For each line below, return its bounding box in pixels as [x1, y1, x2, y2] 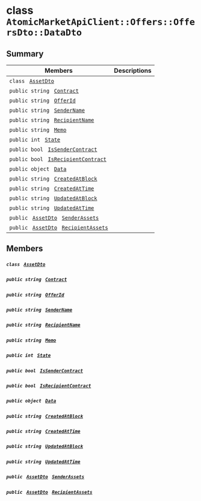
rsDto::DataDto [6, 27, 82, 38]
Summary [6, 49, 44, 59]
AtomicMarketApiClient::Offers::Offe [6, 16, 196, 28]
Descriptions [114, 67, 152, 75]
